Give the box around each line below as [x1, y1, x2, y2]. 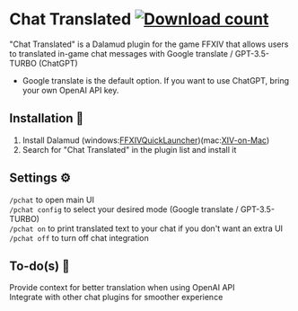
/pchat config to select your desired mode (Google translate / [9, 203, 240, 215]
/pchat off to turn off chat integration [9, 232, 150, 243]
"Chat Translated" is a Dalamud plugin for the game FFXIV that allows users [9, 39, 289, 49]
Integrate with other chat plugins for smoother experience [9, 292, 223, 303]
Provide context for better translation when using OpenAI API [9, 282, 235, 293]
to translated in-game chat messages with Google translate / [9, 48, 233, 58]
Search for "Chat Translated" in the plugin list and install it [22, 144, 237, 155]
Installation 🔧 [9, 111, 84, 126]
